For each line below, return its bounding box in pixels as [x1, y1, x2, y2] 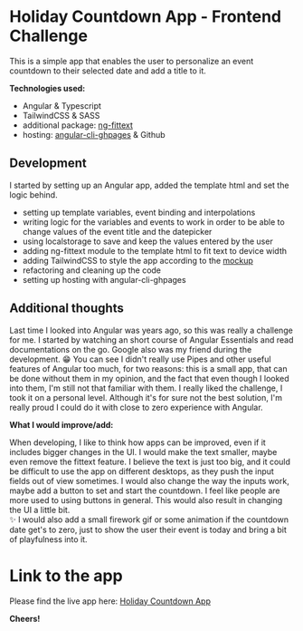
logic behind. [9, 189, 58, 200]
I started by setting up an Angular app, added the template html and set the [9, 180, 289, 190]
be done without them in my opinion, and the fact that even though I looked [9, 373, 289, 383]
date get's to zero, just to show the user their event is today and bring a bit [9, 524, 288, 535]
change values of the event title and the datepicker [22, 226, 213, 237]
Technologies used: [9, 83, 86, 93]
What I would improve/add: [9, 419, 114, 430]
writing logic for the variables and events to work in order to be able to [22, 216, 285, 228]
